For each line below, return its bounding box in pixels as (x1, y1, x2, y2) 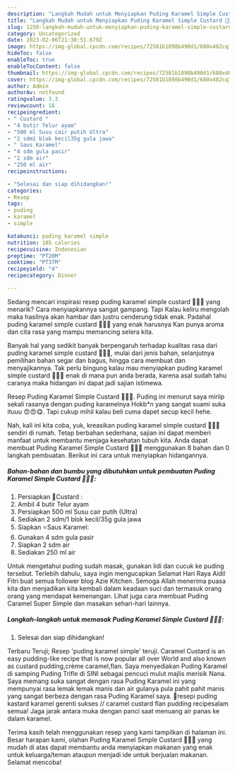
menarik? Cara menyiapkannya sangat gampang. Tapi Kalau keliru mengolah (7, 305, 230, 313)
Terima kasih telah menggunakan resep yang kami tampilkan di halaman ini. (7, 728, 227, 736)
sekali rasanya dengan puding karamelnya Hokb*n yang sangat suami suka (7, 399, 226, 408)
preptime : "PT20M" (7, 252, 61, 260)
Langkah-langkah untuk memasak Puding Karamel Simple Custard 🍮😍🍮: (7, 615, 224, 624)
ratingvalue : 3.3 (7, 96, 59, 103)
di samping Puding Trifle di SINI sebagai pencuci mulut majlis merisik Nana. (7, 669, 226, 677)
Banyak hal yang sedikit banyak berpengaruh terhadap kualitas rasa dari (7, 341, 217, 349)
